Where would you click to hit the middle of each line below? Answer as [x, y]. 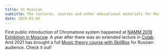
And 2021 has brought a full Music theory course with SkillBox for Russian [79, 42]
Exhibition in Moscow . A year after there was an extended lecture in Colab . [80, 37]
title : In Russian [24, 9]
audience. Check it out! [29, 47]
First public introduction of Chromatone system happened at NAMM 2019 [79, 32]
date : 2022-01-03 [23, 18]
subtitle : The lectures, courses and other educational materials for [78, 14]
